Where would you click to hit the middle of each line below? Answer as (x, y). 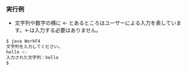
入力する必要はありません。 (68, 30)
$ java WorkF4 (23, 41)
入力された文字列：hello (32, 57)
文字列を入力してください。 (34, 47)
